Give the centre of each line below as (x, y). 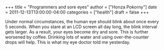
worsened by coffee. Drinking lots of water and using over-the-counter (77, 37)
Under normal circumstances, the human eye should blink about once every (82, 22)
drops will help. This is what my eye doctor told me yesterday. (68, 42)
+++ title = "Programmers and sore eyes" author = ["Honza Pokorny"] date (81, 7)
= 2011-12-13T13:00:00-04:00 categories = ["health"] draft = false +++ (77, 12)
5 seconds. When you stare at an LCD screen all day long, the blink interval (81, 27)
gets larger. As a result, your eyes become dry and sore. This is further (77, 32)
